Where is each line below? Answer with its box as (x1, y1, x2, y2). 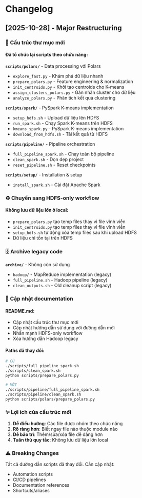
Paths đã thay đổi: (5, 347, 45, 353)
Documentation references (12, 482, 70, 488)
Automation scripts (12, 471, 53, 477)
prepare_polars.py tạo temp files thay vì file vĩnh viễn (12, 218, 126, 225)
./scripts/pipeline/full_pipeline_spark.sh (5, 387, 100, 392)
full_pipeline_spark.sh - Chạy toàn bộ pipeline (12, 151, 114, 157)
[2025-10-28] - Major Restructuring (5, 24, 122, 32)
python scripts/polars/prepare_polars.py (5, 396, 95, 402)
